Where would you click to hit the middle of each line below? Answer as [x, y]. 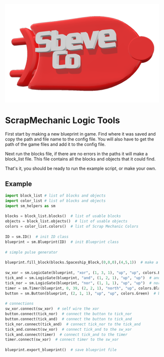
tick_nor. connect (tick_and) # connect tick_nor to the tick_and [73, 324]
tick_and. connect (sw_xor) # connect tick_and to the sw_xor [69, 329]
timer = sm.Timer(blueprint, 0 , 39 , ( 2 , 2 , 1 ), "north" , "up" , [71, 288]
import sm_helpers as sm [30, 206]
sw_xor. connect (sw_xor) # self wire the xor [52, 309]
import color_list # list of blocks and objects [55, 201]
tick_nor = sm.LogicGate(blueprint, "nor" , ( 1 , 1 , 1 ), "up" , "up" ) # [78, 283]
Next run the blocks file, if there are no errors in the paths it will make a [76, 154]
